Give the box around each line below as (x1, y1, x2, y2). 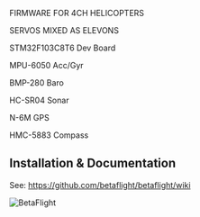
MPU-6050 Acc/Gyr (9, 60, 84, 70)
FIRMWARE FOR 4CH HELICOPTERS (9, 8, 145, 18)
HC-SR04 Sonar (9, 95, 69, 105)
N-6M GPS (9, 113, 50, 122)
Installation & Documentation (9, 156, 177, 171)
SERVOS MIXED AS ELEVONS (9, 25, 120, 35)
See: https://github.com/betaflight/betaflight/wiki (9, 179, 191, 190)
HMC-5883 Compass (9, 130, 89, 140)
